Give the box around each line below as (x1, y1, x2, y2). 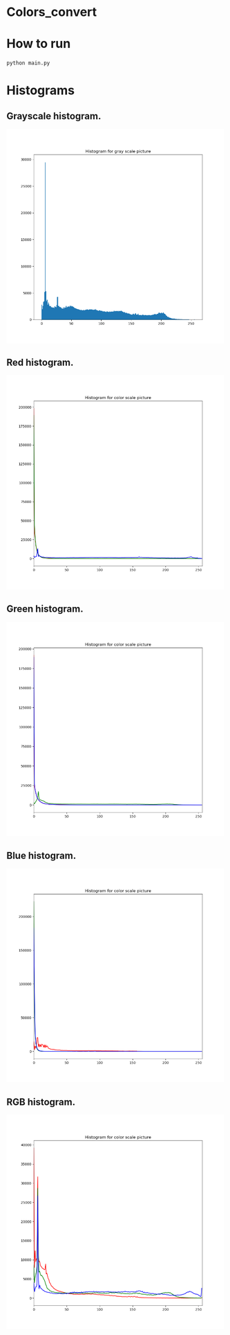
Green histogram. (6, 603, 84, 615)
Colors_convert (6, 4, 97, 20)
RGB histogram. (6, 1096, 76, 1108)
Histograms (6, 82, 75, 98)
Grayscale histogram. (6, 110, 102, 122)
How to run (6, 36, 71, 52)
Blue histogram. (6, 849, 77, 861)
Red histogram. (6, 356, 74, 368)
